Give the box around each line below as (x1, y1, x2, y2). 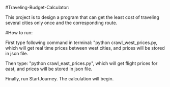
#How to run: (5, 30, 33, 35)
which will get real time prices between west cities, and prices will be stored (5, 45, 165, 51)
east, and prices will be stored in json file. (5, 66, 93, 72)
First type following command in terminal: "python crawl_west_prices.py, (5, 39, 158, 46)
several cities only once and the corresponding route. (5, 20, 118, 26)
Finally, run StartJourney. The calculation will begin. (5, 76, 114, 81)
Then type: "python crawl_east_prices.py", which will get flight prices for (5, 60, 158, 66)
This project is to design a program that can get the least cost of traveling (5, 14, 159, 20)
